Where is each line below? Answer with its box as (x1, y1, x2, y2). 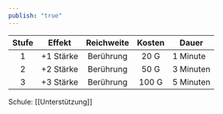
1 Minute (172, 50, 206, 61)
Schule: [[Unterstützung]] (8, 96, 93, 106)
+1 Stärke (41, 50, 78, 61)
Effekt (47, 37, 72, 48)
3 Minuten (172, 63, 211, 74)
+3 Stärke (41, 77, 78, 88)
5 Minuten (172, 77, 211, 88)
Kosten (137, 37, 165, 48)
